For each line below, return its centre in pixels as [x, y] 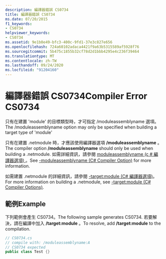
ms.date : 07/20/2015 [27, 19]
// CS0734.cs [19, 238]
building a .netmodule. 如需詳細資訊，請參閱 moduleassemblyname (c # [79, 154]
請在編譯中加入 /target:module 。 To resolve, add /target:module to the [87, 223]
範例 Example [25, 204]
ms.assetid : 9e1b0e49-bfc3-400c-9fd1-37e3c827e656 [59, 42]
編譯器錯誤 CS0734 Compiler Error [76, 96]
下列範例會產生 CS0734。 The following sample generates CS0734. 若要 [79, 217]
